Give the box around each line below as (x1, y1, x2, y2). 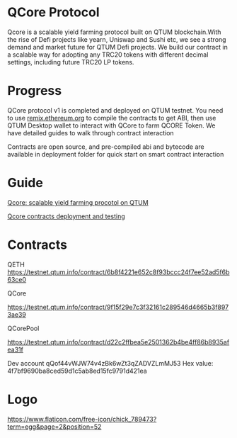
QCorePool (7, 324, 40, 332)
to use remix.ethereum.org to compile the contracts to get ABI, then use (7, 113, 216, 122)
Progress (7, 83, 62, 99)
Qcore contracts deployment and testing (7, 212, 125, 220)
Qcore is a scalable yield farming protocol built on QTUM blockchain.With (7, 28, 221, 36)
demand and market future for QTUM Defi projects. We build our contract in (7, 43, 228, 51)
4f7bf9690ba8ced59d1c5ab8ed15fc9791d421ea (7, 366, 147, 375)
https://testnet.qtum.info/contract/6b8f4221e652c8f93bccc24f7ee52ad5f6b (7, 267, 230, 276)
